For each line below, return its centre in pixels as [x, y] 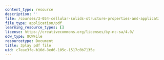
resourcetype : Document [29, 41]
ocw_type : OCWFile [24, 37]
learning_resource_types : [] [35, 28]
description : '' [21, 14]
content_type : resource [29, 9]
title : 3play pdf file [28, 45]
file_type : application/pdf [34, 23]
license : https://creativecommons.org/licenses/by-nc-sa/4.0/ [70, 32]
